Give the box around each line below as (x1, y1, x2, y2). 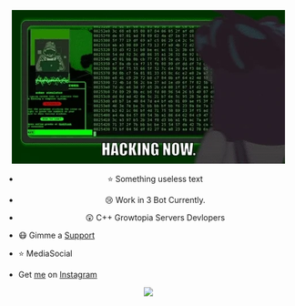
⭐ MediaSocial (17, 248, 73, 259)
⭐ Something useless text (107, 174, 203, 184)
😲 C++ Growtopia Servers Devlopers (85, 212, 226, 223)
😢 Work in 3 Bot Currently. (104, 195, 206, 205)
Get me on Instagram (17, 270, 97, 280)
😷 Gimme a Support (17, 229, 96, 240)
